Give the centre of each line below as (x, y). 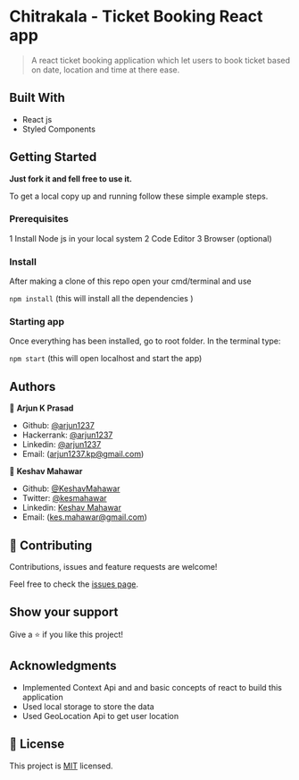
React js (37, 119)
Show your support (64, 612)
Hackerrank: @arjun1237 (67, 435)
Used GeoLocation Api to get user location (100, 716)
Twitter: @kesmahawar (64, 498)
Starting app (37, 322)
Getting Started (53, 157)
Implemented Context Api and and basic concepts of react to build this (152, 687)
